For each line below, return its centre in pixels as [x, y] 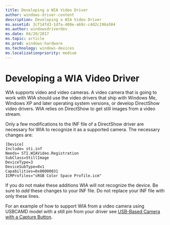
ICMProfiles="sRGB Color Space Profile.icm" [54, 176]
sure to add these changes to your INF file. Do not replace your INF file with [85, 191]
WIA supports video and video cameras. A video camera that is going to [81, 92]
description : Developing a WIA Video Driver [54, 19]
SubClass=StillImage [27, 158]
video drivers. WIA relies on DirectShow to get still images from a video [80, 109]
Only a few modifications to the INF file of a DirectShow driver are [75, 124]
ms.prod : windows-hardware [34, 44]
